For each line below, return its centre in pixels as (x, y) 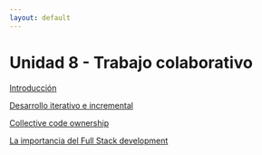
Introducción (33, 88)
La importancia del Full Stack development (89, 140)
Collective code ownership (59, 122)
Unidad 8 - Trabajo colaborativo (131, 62)
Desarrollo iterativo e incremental (72, 105)
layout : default (40, 18)
